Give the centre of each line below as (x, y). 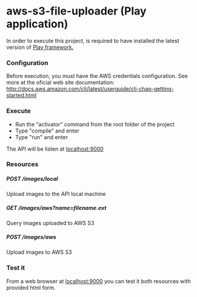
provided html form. (31, 287)
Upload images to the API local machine (56, 194)
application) (37, 24)
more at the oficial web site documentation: (60, 82)
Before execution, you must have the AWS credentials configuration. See (97, 76)
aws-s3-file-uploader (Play (76, 11)
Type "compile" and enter (47, 131)
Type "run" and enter (42, 137)
